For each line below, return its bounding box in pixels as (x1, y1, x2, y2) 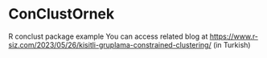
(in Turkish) (212, 39, 251, 49)
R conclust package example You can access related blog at (8, 31, 208, 41)
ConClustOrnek (8, 5, 115, 23)
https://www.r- (209, 31, 259, 41)
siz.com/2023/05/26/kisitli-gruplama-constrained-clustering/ (8, 39, 212, 49)
